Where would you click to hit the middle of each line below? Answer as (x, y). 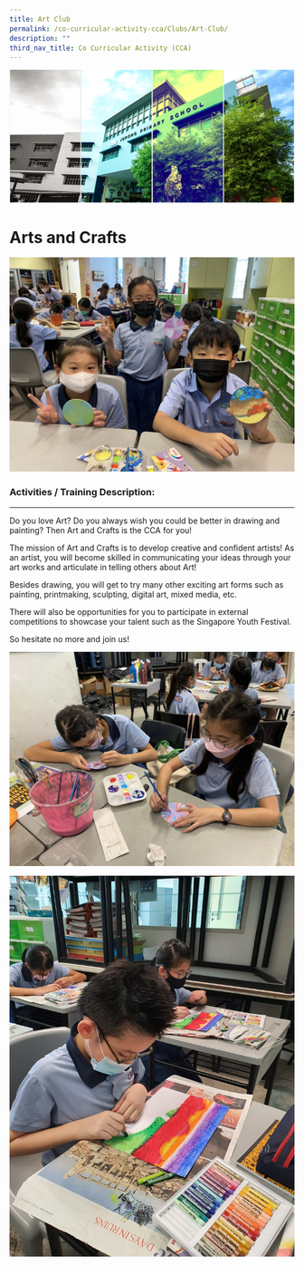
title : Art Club (40, 19)
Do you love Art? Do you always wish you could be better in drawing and (145, 521)
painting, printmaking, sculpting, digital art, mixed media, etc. (123, 594)
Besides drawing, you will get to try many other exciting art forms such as (147, 584)
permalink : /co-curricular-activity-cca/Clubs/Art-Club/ (119, 29)
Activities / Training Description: (82, 492)
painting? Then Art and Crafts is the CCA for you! (101, 530)
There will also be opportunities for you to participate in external (129, 611)
